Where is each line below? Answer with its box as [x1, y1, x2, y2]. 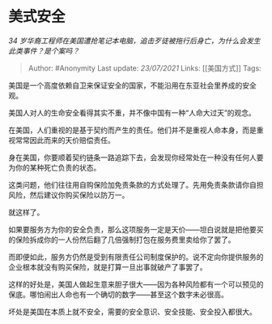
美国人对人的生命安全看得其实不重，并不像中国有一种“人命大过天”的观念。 [8, 107, 257, 118]
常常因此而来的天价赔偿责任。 [15, 135, 115, 145]
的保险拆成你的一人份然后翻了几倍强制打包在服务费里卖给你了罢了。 [8, 235, 236, 244]
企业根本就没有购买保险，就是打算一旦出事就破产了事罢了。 [8, 261, 207, 272]
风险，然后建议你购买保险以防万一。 [8, 190, 130, 200]
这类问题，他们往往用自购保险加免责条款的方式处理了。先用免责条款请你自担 [8, 179, 264, 189]
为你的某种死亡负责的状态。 [8, 162, 101, 172]
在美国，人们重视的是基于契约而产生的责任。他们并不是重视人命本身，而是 [8, 125, 257, 135]
